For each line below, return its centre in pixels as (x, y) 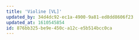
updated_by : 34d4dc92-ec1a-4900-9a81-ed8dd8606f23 (70, 17)
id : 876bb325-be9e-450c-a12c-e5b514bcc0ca (59, 28)
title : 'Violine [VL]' (34, 11)
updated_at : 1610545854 (35, 22)
